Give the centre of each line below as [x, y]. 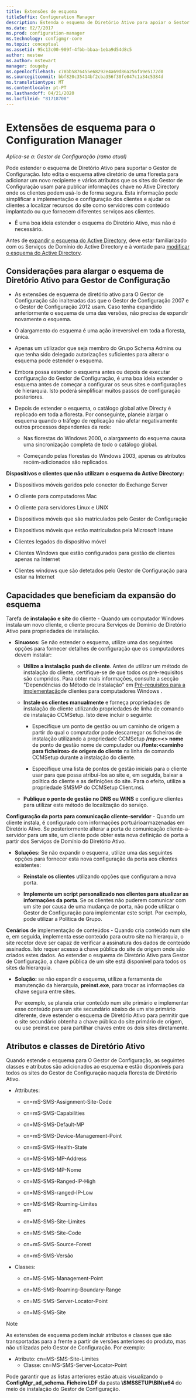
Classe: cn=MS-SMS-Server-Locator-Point [75, 1365]
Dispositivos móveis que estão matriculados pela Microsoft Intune [94, 530]
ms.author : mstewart [31, 60]
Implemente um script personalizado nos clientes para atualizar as [106, 894]
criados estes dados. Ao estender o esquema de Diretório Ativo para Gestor [97, 955]
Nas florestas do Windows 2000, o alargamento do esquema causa [104, 438]
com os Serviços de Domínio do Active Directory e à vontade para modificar [98, 246]
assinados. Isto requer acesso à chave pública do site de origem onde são [96, 949]
